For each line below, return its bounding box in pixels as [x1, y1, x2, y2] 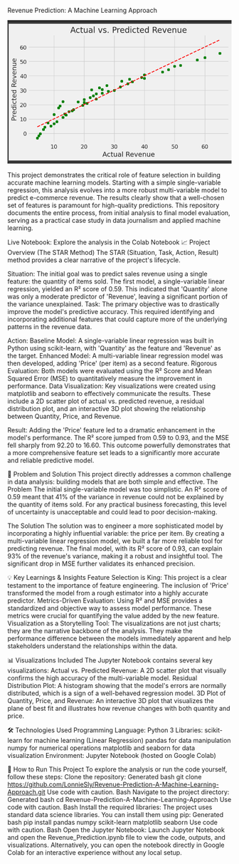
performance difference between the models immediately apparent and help [7, 634, 231, 643]
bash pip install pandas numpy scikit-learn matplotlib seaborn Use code [7, 818, 218, 827]
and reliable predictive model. [7, 456, 95, 465]
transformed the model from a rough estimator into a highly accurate [7, 589, 208, 598]
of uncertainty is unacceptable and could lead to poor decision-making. [7, 508, 218, 516]
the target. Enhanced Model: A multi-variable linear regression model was [7, 352, 223, 360]
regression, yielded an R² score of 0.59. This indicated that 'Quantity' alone [7, 285, 228, 293]
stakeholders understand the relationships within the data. [7, 642, 178, 650]
